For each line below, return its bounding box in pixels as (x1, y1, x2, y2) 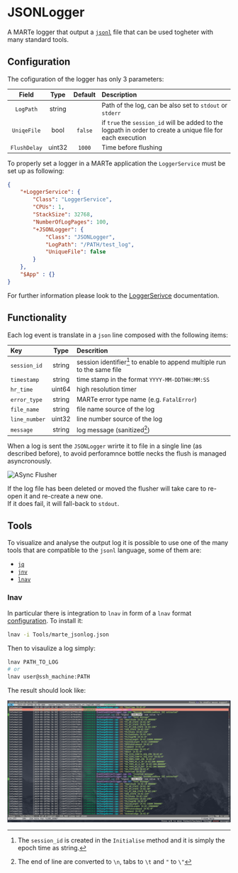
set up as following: (7, 166, 64, 175)
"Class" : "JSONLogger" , (45, 234, 115, 241)
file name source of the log (76, 405, 155, 413)
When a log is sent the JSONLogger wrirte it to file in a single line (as (7, 441, 203, 450)
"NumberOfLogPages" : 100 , (33, 218, 110, 226)
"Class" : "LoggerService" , (33, 196, 113, 203)
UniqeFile (11, 127, 41, 134)
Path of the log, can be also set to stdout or (101, 101, 228, 109)
